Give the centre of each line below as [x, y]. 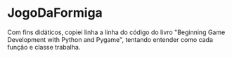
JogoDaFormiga [55, 13]
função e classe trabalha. [44, 47]
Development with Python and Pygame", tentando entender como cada [110, 39]
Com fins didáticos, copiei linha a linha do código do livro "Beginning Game [116, 32]
